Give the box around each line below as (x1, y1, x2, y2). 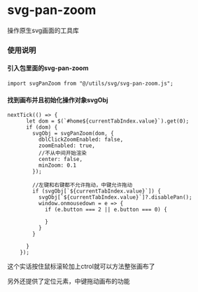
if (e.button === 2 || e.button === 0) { (44, 206, 168, 214)
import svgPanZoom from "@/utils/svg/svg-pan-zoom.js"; (7, 80, 174, 88)
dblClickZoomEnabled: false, (38, 136, 124, 144)
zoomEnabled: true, (38, 142, 96, 149)
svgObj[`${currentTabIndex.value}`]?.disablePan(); (38, 194, 192, 201)
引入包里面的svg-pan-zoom (7, 64, 89, 72)
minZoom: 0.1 (38, 162, 77, 169)
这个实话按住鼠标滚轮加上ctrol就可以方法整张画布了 (7, 262, 155, 271)
